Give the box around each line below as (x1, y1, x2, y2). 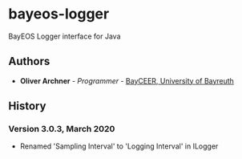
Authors (8, 55, 50, 68)
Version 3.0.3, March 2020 (8, 124, 115, 135)
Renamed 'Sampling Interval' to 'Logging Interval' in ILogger (19, 141, 219, 151)
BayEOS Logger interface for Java (8, 31, 122, 41)
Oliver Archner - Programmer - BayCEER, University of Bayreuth (19, 75, 235, 85)
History (8, 100, 46, 113)
